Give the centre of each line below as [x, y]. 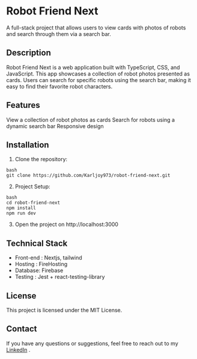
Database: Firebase [39, 270]
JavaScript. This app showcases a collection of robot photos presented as [98, 74]
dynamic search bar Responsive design [55, 126]
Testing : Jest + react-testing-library [60, 277]
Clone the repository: [41, 159]
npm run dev [21, 213]
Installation [28, 145]
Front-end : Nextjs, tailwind [48, 258]
